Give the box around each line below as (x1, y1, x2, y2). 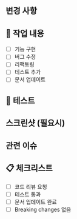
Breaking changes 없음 (14, 206, 72, 213)
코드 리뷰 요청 (14, 183, 47, 190)
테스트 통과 (14, 190, 41, 198)
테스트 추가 (14, 69, 41, 76)
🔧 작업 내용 (5, 28, 45, 38)
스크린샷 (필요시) (5, 118, 65, 129)
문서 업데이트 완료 (14, 198, 57, 205)
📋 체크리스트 (5, 163, 53, 174)
